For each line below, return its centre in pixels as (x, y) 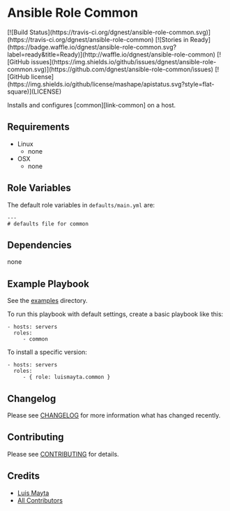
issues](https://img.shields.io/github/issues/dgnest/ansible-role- (124, 61)
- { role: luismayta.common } (67, 377)
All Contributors (40, 500)
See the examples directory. (48, 301)
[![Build (18, 32)
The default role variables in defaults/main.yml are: (81, 205)
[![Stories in (172, 39)
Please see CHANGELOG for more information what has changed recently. (114, 415)
